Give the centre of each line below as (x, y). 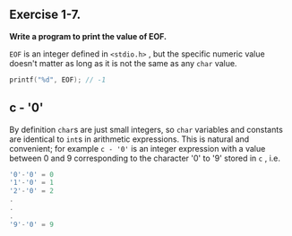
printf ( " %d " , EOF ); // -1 (57, 80)
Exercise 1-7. (45, 15)
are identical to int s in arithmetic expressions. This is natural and (129, 139)
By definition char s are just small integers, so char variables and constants (146, 129)
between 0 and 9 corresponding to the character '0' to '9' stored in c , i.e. (145, 158)
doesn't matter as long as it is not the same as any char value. (123, 63)
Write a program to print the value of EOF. (88, 36)
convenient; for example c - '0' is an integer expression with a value (137, 148)
